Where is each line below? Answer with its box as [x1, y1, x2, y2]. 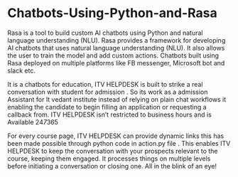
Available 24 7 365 [7, 117, 59, 126]
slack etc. [7, 66, 36, 75]
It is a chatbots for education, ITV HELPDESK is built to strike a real [7, 80, 203, 88]
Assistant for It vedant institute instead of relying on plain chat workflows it [7, 95, 227, 104]
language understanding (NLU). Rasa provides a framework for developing [7, 36, 226, 44]
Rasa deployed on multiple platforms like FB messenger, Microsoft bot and [7, 58, 225, 67]
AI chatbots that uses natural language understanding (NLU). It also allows [7, 43, 225, 52]
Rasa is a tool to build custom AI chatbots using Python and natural [7, 28, 203, 37]
